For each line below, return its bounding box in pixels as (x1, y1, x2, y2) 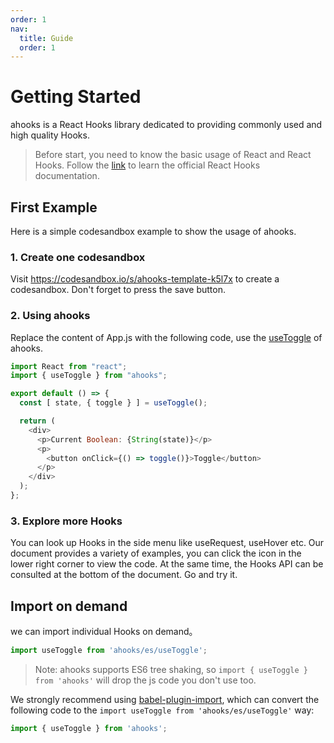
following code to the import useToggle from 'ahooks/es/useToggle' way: (10, 704, 315, 716)
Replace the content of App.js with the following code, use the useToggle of (10, 331, 323, 343)
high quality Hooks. (10, 129, 90, 141)
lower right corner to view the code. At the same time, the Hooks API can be (10, 558, 324, 570)
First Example (10, 199, 98, 216)
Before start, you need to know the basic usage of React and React (34, 149, 312, 161)
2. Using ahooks (10, 309, 91, 323)
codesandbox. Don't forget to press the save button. (10, 284, 226, 296)
